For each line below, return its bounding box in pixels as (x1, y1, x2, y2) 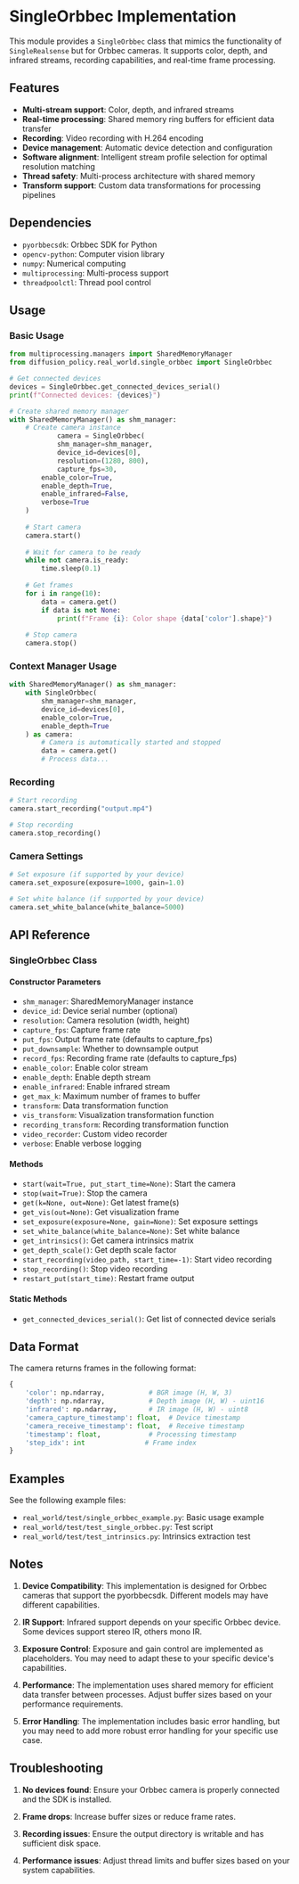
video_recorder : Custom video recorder (21, 1129, 167, 1139)
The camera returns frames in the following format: (9, 1362, 197, 1374)
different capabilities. (21, 1599, 101, 1610)
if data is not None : (41, 605, 122, 614)
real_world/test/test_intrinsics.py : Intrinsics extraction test (21, 1531, 251, 1542)
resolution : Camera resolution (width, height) (21, 1015, 190, 1026)
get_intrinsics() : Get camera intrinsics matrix (21, 1235, 194, 1246)
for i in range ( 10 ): (25, 588, 101, 598)
